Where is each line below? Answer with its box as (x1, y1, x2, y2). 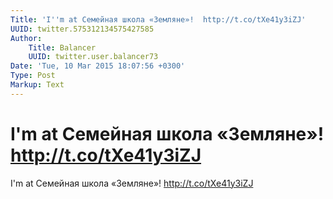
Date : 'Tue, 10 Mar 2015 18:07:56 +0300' (10, 61, 186, 71)
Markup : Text (10, 80, 65, 90)
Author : (10, 33, 43, 43)
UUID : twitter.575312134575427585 (10, 24, 155, 34)
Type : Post (10, 71, 56, 81)
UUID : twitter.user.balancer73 (28, 52, 159, 62)
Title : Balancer (28, 42, 97, 53)
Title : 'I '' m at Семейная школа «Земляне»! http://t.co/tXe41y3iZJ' (10, 14, 307, 25)
